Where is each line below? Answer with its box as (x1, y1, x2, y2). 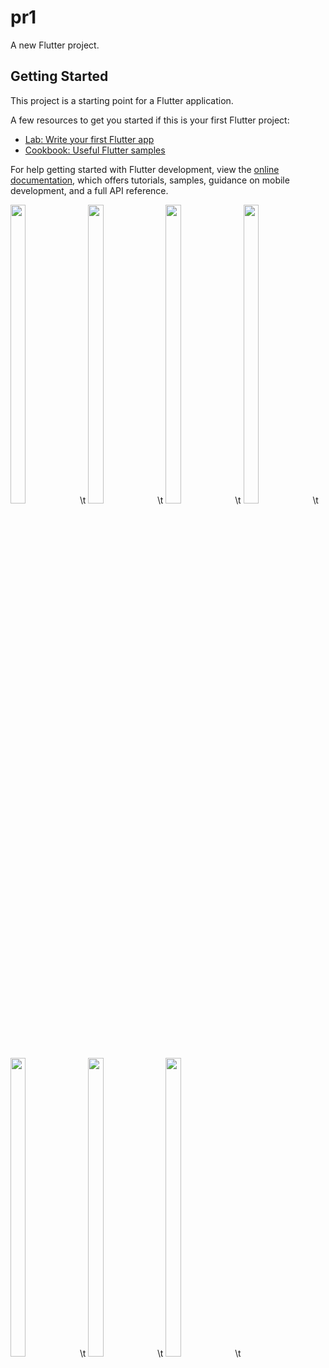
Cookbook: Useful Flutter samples (24, 144, 166, 156)
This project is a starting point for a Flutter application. (10, 94, 234, 106)
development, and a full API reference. (10, 184, 169, 196)
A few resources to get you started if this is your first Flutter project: (10, 114, 290, 126)
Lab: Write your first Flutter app (24, 133, 155, 145)
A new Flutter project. (10, 39, 100, 51)
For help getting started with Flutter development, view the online (10, 163, 280, 175)
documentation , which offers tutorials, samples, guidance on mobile (10, 174, 290, 186)
